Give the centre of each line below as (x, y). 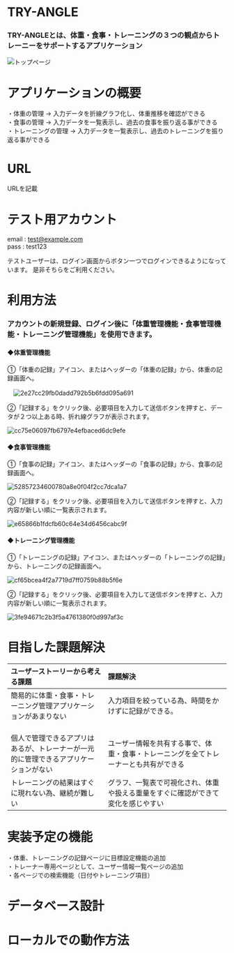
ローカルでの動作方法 (69, 941)
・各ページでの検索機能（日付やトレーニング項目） (80, 875)
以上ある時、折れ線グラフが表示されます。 (92, 417)
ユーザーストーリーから (49, 671)
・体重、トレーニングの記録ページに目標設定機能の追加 (86, 857)
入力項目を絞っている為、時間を (160, 700)
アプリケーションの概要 (74, 93)
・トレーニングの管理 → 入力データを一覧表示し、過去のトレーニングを (110, 131)
